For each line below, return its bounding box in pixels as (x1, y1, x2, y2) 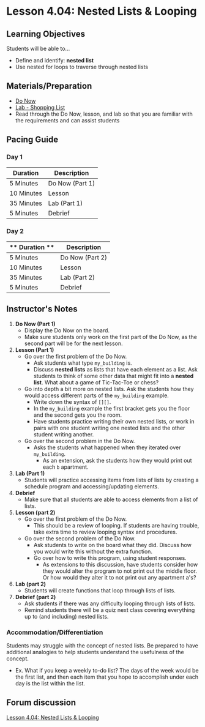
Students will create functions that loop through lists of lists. (24, 586, 176, 594)
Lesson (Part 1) (15, 346, 54, 353)
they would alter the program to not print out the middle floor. (42, 567, 198, 575)
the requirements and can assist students (15, 116, 120, 124)
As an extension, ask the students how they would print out (42, 457, 192, 464)
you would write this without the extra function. (33, 548, 153, 555)
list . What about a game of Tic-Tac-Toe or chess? (33, 378, 159, 386)
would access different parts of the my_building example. (24, 392, 170, 399)
